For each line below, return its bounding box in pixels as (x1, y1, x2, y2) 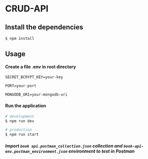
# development (5, 114, 35, 119)
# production (5, 128, 32, 133)
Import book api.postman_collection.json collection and (5, 143, 123, 149)
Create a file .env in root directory (5, 63, 76, 70)
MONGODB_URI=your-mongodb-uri (5, 92, 68, 97)
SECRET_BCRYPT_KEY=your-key (5, 75, 64, 80)
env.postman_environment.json (5, 149, 68, 154)
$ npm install (5, 36, 35, 41)
